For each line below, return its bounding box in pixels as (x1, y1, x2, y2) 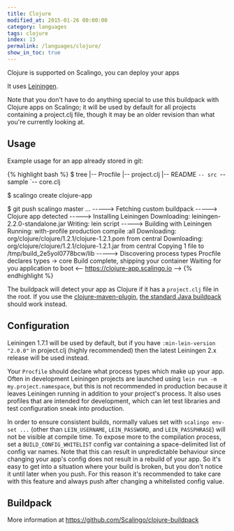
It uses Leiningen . (7, 82, 59, 90)
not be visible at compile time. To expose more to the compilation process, (7, 432, 221, 441)
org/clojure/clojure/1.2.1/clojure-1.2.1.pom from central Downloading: (7, 234, 204, 242)
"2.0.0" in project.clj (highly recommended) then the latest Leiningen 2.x (7, 346, 217, 354)
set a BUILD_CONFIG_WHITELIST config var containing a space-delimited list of (7, 439, 226, 448)
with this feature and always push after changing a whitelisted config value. (7, 477, 225, 486)
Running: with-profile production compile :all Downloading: (7, 226, 177, 235)
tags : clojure (7, 29, 49, 37)
